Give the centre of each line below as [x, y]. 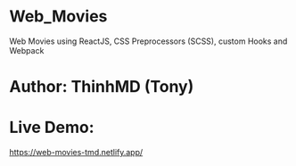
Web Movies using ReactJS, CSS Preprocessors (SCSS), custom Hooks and [148, 41]
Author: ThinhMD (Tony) [102, 87]
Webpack [27, 50]
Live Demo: [52, 128]
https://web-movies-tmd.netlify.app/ [76, 153]
